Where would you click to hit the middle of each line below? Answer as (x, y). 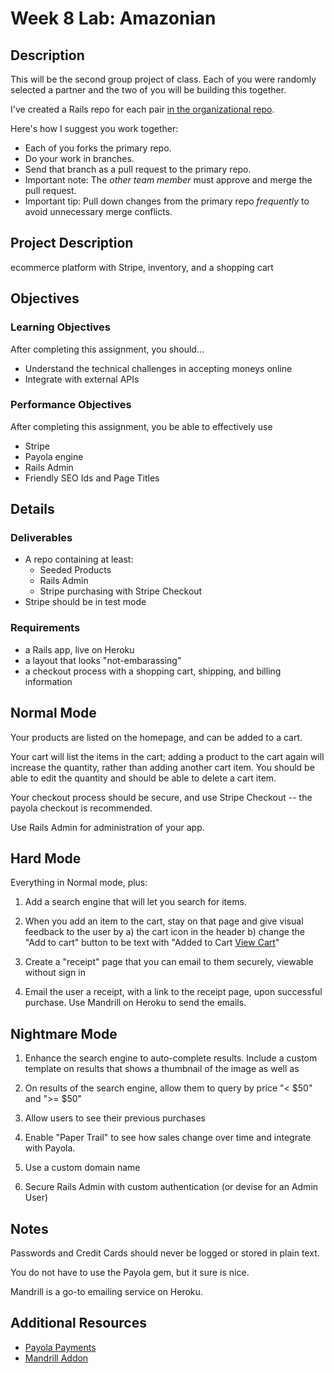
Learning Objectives (61, 327)
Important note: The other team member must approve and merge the (168, 180)
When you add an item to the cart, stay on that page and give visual (164, 921)
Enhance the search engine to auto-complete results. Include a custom (171, 1058)
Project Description (72, 243)
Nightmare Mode (64, 1033)
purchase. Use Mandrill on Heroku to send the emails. (135, 1003)
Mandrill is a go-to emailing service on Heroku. (106, 1292)
